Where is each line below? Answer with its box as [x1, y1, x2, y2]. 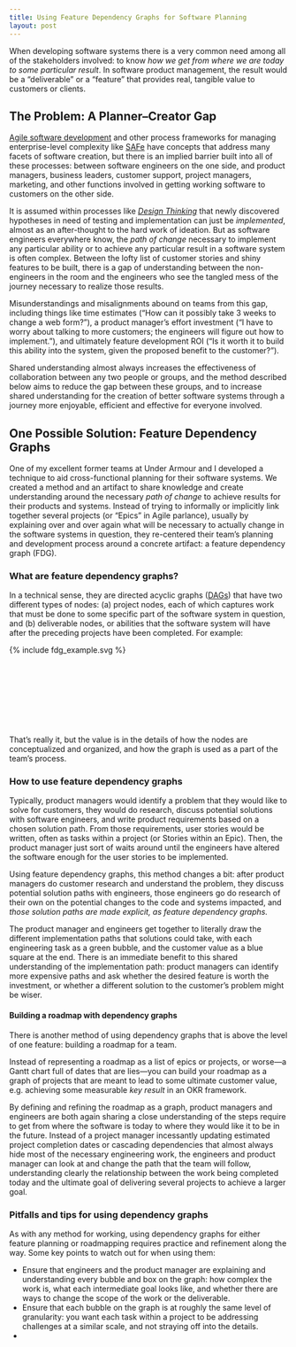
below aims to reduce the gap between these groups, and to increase [9, 382, 262, 392]
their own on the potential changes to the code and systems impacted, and [9, 897, 282, 908]
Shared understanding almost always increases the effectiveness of [9, 362, 256, 373]
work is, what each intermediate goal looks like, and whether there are [21, 1283, 278, 1294]
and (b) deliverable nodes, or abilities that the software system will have [9, 618, 271, 629]
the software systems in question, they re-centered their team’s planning [9, 529, 274, 540]
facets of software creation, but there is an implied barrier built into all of [9, 151, 273, 162]
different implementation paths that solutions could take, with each [9, 933, 253, 944]
